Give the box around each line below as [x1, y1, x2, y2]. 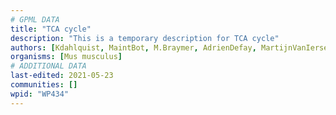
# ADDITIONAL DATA [10, 61, 87, 71]
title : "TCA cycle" [10, 24, 92, 34]
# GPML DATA [10, 14, 60, 25]
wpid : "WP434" [10, 89, 70, 99]
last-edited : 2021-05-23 [10, 71, 114, 81]
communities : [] [10, 80, 78, 90]
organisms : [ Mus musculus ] [10, 52, 123, 62]
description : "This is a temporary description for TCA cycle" [10, 33, 280, 43]
